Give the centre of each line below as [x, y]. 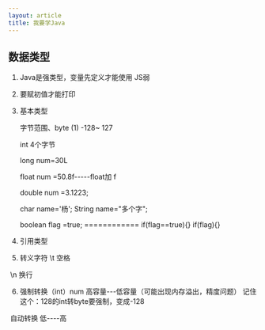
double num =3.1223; [54, 193]
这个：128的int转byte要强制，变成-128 [82, 302]
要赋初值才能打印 [47, 94]
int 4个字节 [38, 145]
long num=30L [44, 161]
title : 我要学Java [37, 23]
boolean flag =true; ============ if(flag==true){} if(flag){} [120, 225]
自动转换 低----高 [38, 318]
